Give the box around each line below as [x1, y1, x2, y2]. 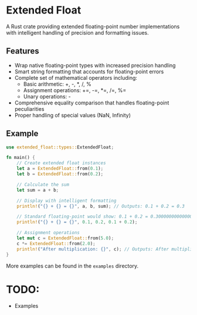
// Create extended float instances [16, 160, 107, 166]
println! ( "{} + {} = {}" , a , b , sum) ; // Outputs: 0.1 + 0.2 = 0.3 [16, 203, 185, 209]
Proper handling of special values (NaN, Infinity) [14, 111, 131, 118]
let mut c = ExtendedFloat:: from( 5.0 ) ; [16, 235, 114, 241]
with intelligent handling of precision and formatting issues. [6, 29, 150, 36]
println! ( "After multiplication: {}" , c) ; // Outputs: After [16, 246, 169, 252]
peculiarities [14, 105, 45, 112]
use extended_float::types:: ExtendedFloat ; [6, 144, 114, 150]
